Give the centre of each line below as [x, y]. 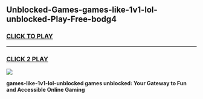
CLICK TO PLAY [30, 37]
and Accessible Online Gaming [46, 89]
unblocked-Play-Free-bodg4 [61, 19]
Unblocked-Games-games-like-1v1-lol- [82, 10]
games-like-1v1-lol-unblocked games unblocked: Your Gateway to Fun [97, 83]
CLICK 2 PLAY [27, 59]
